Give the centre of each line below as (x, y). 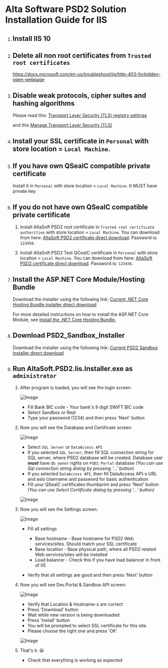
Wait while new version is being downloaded (73, 615)
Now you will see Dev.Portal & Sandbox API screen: (73, 584)
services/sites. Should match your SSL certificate (86, 544)
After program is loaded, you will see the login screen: (76, 387)
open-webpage (28, 79)
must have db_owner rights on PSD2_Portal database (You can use (95, 463)
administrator (34, 376)
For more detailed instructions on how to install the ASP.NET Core (80, 314)
